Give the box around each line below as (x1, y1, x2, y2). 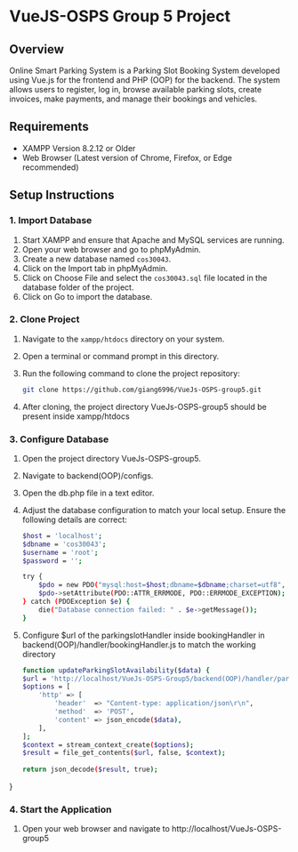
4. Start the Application (9, 803, 112, 816)
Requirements (9, 119, 89, 134)
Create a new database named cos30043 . (21, 253, 172, 264)
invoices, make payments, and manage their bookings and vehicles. (9, 93, 258, 104)
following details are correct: (21, 514, 127, 525)
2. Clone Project (9, 313, 80, 326)
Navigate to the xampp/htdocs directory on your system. (21, 334, 225, 344)
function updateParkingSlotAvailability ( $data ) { (21, 665, 211, 675)
